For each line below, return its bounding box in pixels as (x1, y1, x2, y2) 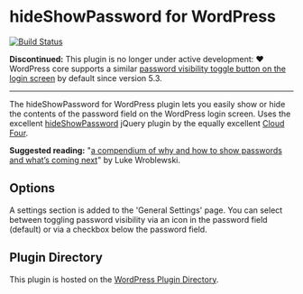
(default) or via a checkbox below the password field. (9, 224, 207, 234)
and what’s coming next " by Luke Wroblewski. (9, 154, 180, 165)
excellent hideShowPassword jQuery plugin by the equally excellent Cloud (9, 117, 285, 128)
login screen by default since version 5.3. (9, 72, 162, 83)
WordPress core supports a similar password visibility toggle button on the (9, 63, 287, 74)
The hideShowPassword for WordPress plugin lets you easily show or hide (9, 98, 286, 109)
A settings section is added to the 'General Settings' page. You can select (9, 205, 283, 216)
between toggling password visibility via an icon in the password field (9, 214, 268, 225)
